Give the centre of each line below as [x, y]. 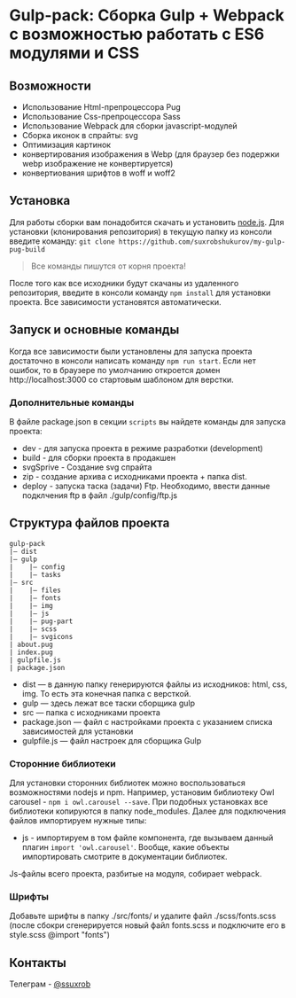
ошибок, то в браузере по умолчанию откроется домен [115, 370]
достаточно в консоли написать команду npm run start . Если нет [133, 361]
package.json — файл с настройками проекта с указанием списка [147, 721]
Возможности [50, 86]
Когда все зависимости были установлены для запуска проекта [131, 351]
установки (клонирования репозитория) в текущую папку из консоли [141, 231]
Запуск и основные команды [94, 330]
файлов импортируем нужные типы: [78, 821]
